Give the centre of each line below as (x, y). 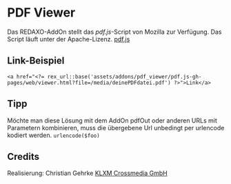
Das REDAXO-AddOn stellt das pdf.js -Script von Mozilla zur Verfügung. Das (114, 32)
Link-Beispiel (36, 61)
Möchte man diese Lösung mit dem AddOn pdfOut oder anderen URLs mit (112, 120)
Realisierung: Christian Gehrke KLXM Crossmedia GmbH (87, 173)
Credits (23, 156)
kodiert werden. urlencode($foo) (53, 135)
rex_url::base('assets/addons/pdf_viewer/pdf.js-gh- (124, 76)
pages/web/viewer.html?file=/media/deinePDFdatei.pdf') (89, 83)
